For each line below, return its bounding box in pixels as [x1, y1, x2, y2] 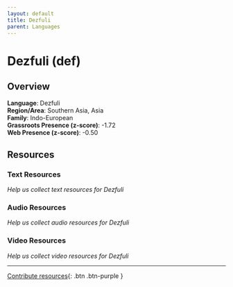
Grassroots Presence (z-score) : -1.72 [7, 121, 116, 129]
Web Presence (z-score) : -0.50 [7, 129, 98, 137]
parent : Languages [7, 23, 60, 30]
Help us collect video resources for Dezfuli [7, 252, 130, 260]
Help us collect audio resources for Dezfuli [7, 218, 130, 227]
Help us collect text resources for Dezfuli [7, 186, 124, 194]
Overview [7, 81, 51, 92]
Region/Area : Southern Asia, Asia [7, 106, 104, 115]
